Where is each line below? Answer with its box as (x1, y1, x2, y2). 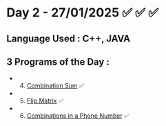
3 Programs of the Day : (6, 56, 110, 67)
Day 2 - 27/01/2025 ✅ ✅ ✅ (6, 5, 159, 21)
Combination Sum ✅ (26, 81, 85, 90)
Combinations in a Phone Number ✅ (26, 112, 129, 120)
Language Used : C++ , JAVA (6, 32, 131, 44)
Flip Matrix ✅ (26, 96, 64, 105)
